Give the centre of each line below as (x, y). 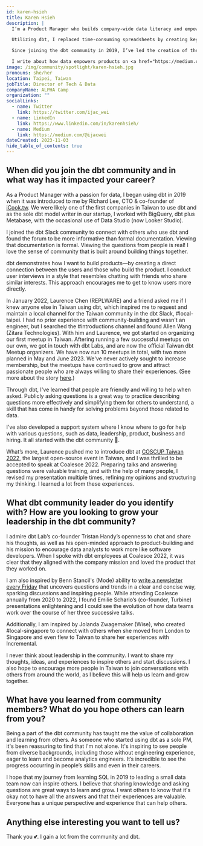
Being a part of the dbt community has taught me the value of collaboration (100, 733)
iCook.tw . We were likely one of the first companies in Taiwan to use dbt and (101, 207)
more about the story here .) (40, 378)
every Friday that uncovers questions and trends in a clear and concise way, (101, 587)
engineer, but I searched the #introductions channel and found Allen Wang (99, 326)
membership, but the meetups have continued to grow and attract (88, 365)
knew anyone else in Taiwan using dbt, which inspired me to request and (97, 307)
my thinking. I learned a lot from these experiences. (70, 484)
